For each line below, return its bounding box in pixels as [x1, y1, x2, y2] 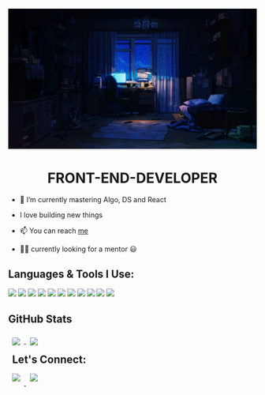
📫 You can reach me [19, 226, 88, 235]
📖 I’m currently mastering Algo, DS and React [19, 195, 167, 205]
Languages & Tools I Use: [8, 267, 135, 280]
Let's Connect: [12, 353, 87, 367]
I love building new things [19, 210, 103, 220]
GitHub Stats [8, 312, 73, 325]
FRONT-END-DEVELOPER [47, 169, 218, 186]
